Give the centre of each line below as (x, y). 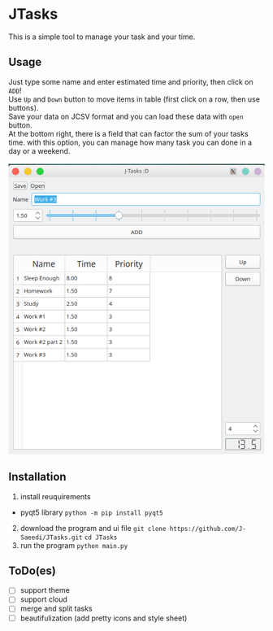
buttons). (24, 107)
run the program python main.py (74, 545)
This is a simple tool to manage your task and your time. (102, 37)
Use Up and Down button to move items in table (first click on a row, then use (134, 99)
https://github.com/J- (208, 529)
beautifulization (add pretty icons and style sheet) (104, 618)
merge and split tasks (56, 609)
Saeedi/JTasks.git (51, 537)
